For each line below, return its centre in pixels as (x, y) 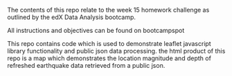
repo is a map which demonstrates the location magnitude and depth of (109, 58)
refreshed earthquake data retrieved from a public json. (86, 65)
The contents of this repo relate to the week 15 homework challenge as (108, 10)
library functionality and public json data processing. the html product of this (116, 51)
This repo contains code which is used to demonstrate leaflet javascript (109, 43)
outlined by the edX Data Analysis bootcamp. (72, 17)
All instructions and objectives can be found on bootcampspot (96, 30)
